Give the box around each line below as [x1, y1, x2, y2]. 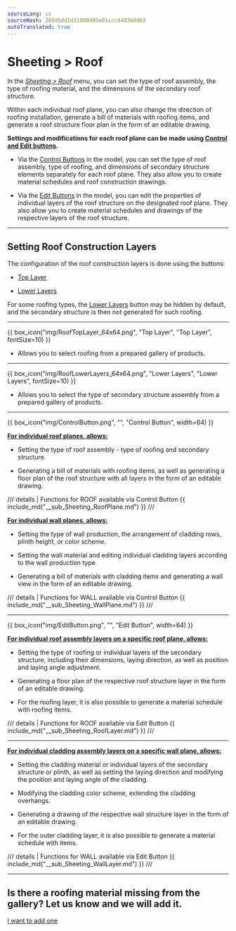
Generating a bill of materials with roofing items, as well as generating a [17, 467, 225, 475]
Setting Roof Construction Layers [7, 241, 157, 253]
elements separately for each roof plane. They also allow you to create [17, 170, 222, 179]
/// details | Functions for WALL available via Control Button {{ [7, 593, 185, 602]
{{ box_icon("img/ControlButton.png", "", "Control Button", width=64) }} [7, 418, 214, 426]
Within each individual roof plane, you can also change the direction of [7, 106, 212, 114]
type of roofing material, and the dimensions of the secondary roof [7, 84, 201, 93]
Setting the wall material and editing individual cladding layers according [17, 551, 228, 559]
